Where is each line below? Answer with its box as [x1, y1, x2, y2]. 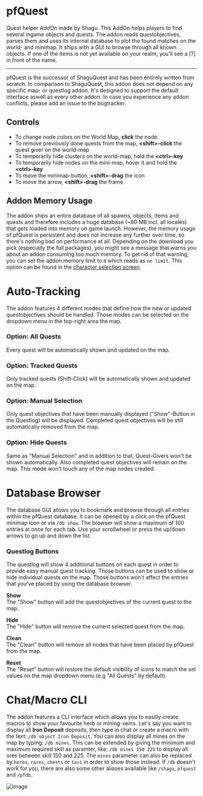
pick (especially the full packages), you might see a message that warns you [6, 244, 197, 251]
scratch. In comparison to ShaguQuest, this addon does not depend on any [6, 80, 193, 87]
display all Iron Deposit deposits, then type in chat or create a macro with [6, 726, 189, 733]
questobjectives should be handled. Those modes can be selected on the [6, 311, 189, 318]
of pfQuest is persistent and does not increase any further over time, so [6, 231, 185, 238]
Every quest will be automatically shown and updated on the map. [6, 346, 170, 354]
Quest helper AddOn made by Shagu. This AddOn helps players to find [6, 24, 182, 31]
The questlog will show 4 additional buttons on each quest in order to [6, 561, 179, 568]
